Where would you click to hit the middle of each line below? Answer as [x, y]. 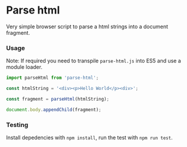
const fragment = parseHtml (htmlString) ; [58, 99]
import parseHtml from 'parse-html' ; [53, 78]
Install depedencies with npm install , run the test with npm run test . [89, 138]
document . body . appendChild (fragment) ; [54, 109]
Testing [17, 125]
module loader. [24, 67]
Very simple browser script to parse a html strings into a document [87, 26]
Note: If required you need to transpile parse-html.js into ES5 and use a [93, 61]
